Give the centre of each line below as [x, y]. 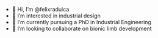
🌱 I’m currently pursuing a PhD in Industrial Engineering [81, 22]
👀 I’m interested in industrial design [56, 16]
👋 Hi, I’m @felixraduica [41, 9]
